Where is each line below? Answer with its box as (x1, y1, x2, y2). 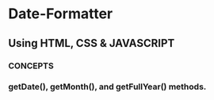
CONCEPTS (8, 60, 54, 71)
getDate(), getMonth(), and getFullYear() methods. (8, 81, 207, 92)
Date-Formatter (8, 5, 113, 23)
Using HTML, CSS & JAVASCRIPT (8, 37, 175, 50)
